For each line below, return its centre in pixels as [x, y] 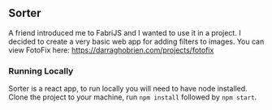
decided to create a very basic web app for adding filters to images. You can [136, 41]
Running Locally [41, 70]
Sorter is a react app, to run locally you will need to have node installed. [128, 89]
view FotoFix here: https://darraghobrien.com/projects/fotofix [111, 50]
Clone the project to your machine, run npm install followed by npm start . [133, 97]
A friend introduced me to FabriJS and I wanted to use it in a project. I [125, 32]
